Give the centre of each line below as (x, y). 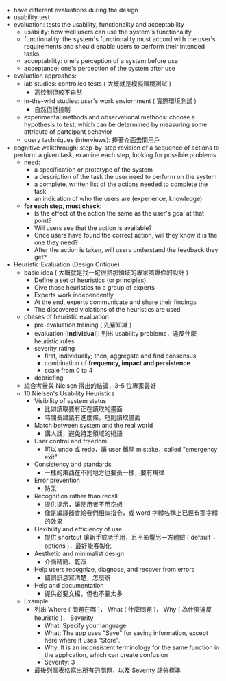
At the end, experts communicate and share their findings (115, 302)
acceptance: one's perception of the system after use (100, 68)
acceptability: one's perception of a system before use (101, 61)
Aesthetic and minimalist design (79, 553)
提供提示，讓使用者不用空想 (84, 504)
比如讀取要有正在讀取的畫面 (84, 409)
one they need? (56, 242)
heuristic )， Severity (64, 618)
